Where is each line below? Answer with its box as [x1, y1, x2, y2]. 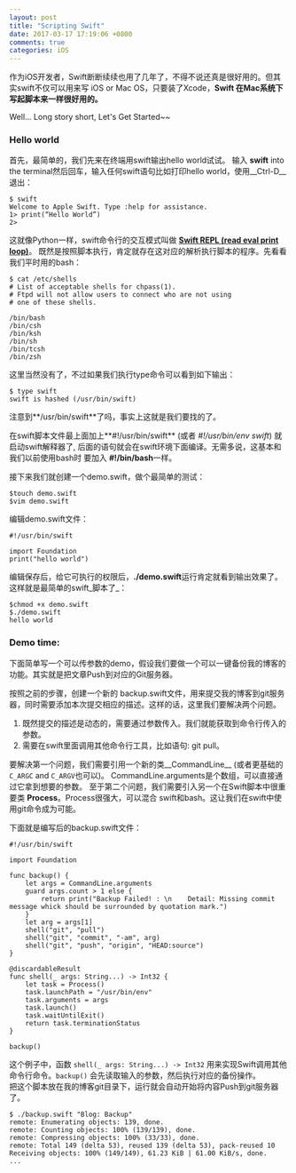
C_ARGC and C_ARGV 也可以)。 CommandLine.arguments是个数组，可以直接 [9, 770, 276, 780]
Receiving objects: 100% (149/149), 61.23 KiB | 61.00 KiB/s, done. [9, 1148, 268, 1158]
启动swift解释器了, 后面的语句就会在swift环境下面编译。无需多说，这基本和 [9, 442, 282, 452]
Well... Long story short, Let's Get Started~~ [9, 112, 171, 123]
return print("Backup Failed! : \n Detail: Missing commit [41, 894, 276, 903]
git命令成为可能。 [16, 803, 82, 814]
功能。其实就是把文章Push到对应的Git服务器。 [9, 668, 178, 680]
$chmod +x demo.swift [9, 601, 90, 610]
